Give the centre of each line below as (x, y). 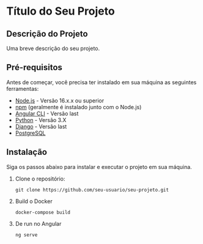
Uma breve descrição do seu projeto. (53, 48)
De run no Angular (38, 223)
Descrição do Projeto (47, 34)
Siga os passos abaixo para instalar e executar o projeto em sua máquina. (99, 167)
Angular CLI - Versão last (47, 113)
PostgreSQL (30, 133)
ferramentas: (23, 88)
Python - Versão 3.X (41, 120)
